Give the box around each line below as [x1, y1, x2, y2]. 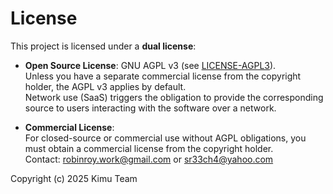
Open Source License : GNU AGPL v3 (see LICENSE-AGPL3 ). [24, 59, 277, 71]
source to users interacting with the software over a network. [24, 102, 277, 114]
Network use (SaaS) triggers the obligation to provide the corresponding [24, 91, 324, 103]
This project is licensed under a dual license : [10, 40, 197, 52]
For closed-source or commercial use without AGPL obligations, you [24, 132, 307, 144]
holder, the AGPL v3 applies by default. [24, 80, 187, 92]
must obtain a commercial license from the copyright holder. [24, 142, 274, 154]
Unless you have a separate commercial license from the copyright [24, 70, 302, 82]
